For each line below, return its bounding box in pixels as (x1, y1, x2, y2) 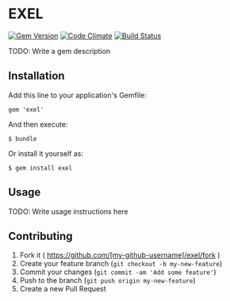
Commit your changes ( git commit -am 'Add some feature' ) (19, 267, 217, 277)
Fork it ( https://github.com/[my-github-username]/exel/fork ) (19, 250, 220, 260)
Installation (8, 69, 65, 83)
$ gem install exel (8, 164, 73, 172)
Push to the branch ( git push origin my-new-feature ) (19, 276, 196, 285)
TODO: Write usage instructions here (8, 207, 128, 216)
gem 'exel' (8, 105, 44, 113)
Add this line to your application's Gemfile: (8, 90, 147, 100)
